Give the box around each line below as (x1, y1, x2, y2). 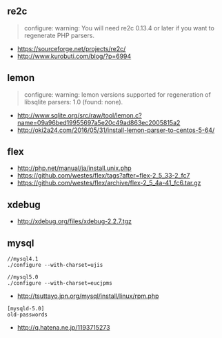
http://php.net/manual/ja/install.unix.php (17, 164, 132, 172)
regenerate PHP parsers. (23, 31, 95, 39)
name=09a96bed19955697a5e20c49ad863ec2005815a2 (17, 118, 181, 126)
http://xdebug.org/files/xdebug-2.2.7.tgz (17, 217, 132, 225)
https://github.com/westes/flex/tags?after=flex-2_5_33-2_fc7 (17, 171, 190, 180)
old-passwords (7, 311, 48, 319)
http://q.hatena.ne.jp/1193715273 (17, 323, 110, 332)
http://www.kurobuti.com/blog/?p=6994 (17, 52, 132, 60)
